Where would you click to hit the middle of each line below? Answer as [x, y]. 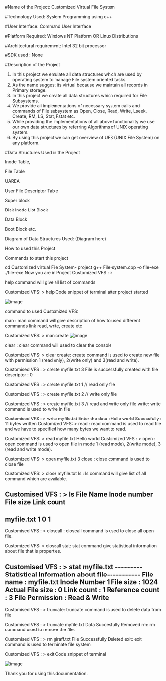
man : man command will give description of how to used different [73, 321]
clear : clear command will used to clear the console [58, 345]
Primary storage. [29, 90]
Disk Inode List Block [27, 210]
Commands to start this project [37, 258]
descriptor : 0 [19, 375]
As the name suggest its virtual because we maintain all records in [80, 85]
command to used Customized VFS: [42, 311]
